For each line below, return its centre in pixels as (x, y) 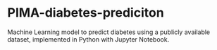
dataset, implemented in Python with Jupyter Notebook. (88, 39)
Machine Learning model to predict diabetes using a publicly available (109, 32)
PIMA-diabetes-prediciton (86, 13)
